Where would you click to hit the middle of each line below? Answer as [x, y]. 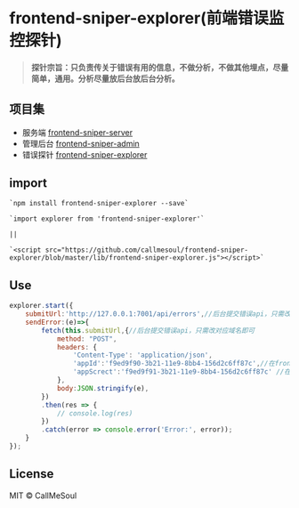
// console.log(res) [95, 413]
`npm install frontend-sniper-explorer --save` [99, 204]
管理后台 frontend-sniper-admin [81, 143]
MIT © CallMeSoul [43, 496]
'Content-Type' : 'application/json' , [143, 355]
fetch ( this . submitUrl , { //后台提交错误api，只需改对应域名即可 [148, 330]
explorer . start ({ [41, 306]
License [32, 474]
